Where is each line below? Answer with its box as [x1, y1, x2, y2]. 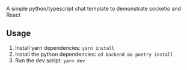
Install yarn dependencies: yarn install [14, 44, 115, 51]
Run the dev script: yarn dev [14, 56, 85, 64]
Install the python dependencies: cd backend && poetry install [14, 50, 173, 58]
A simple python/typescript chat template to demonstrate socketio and [6, 5, 182, 12]
